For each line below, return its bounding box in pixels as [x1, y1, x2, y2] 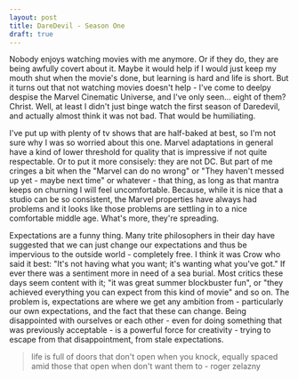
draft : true [9, 29, 53, 38]
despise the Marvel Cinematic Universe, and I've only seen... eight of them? [9, 92, 286, 102]
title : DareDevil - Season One [9, 21, 125, 30]
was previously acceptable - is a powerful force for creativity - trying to [9, 325, 271, 336]
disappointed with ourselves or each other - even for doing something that [9, 315, 283, 326]
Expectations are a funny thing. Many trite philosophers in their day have [9, 230, 276, 241]
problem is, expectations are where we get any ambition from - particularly [9, 296, 284, 307]
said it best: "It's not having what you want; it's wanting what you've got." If [9, 259, 286, 270]
